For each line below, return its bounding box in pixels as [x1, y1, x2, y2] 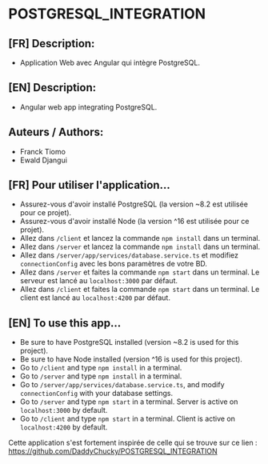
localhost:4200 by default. [19, 422, 108, 432]
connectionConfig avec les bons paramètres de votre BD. [19, 259, 208, 269]
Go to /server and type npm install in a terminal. [19, 371, 182, 381]
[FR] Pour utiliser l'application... [8, 178, 170, 192]
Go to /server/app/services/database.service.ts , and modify [19, 380, 226, 390]
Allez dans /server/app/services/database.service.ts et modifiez [19, 250, 238, 260]
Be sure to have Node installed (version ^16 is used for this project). [19, 354, 242, 364]
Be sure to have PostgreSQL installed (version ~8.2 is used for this [19, 338, 239, 347]
